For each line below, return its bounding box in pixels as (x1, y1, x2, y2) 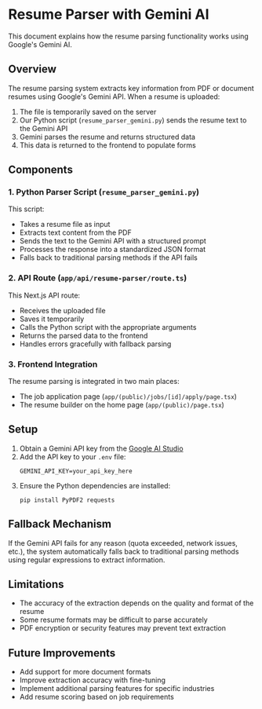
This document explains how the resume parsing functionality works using (8, 31, 249, 41)
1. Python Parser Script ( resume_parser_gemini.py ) (8, 187, 200, 198)
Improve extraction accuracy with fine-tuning (19, 675, 166, 685)
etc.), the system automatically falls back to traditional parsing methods (8, 546, 239, 556)
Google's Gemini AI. (8, 39, 73, 49)
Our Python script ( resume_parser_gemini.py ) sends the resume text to (19, 115, 247, 125)
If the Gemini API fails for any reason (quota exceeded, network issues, (8, 538, 238, 547)
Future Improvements (8, 646, 116, 660)
